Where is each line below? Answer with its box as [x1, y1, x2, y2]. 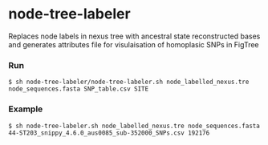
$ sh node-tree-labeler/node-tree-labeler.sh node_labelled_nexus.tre [8, 78, 250, 87]
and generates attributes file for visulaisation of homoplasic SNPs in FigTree [8, 39, 259, 49]
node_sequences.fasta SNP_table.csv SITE [8, 85, 149, 93]
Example [8, 103, 43, 115]
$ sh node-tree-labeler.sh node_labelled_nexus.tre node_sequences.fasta [8, 122, 261, 130]
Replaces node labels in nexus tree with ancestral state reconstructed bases [8, 31, 261, 41]
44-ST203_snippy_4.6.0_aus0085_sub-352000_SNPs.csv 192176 [8, 129, 210, 137]
